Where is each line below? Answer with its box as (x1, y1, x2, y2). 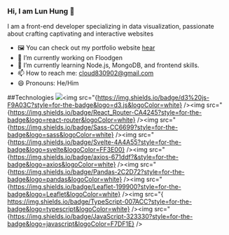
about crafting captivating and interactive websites (7, 29, 154, 38)
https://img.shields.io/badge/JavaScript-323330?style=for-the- (9, 213, 193, 221)
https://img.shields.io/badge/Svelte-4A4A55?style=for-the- (9, 138, 182, 146)
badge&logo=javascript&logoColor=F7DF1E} (7, 220, 135, 228)
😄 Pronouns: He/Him (17, 79, 79, 87)
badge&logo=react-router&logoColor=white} (7, 115, 136, 124)
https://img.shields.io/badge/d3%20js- (97, 94, 210, 102)
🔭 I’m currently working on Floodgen (17, 54, 123, 62)
